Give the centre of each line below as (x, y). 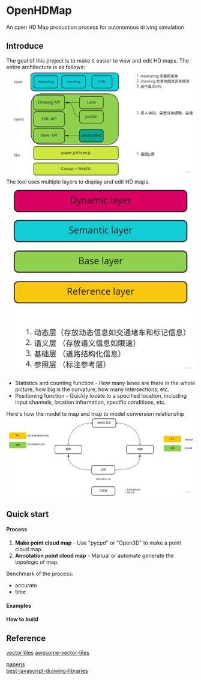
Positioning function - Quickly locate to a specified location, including (101, 395)
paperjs (16, 664)
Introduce (25, 46)
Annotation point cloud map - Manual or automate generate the (94, 555)
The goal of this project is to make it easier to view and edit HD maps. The (97, 60)
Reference (26, 638)
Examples (19, 605)
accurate (26, 585)
